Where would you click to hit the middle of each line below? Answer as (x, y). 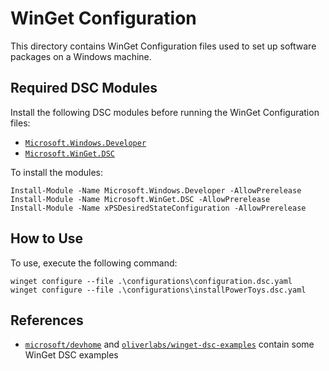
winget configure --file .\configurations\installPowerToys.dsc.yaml (158, 290)
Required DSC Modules (84, 88)
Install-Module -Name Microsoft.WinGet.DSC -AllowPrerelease (140, 199)
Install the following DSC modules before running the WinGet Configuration (165, 112)
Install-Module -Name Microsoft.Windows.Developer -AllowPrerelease (156, 190)
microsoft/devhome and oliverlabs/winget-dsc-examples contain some (169, 344)
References (47, 320)
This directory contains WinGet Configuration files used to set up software (163, 46)
